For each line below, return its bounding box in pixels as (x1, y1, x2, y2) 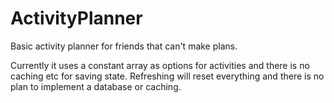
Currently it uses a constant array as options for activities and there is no (10, 59, 310, 71)
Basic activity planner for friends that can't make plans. (10, 40, 238, 52)
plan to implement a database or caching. (10, 80, 182, 92)
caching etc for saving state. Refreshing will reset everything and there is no (10, 70, 325, 82)
